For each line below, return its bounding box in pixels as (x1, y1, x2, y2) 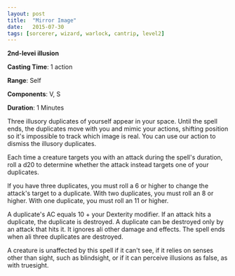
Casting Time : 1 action (7, 63, 73, 71)
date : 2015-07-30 (7, 23, 65, 30)
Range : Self (7, 77, 41, 85)
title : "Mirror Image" (7, 17, 77, 24)
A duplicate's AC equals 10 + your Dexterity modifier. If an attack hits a (7, 210, 212, 218)
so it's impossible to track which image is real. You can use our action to (7, 132, 216, 140)
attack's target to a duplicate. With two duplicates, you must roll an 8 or (7, 189, 214, 197)
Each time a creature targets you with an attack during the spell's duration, (7, 153, 223, 162)
